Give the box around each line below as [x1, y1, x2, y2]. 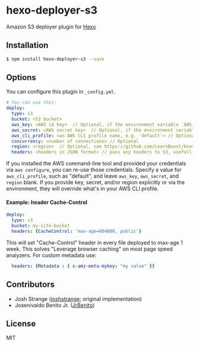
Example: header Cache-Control [6, 198, 88, 206]
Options [6, 72, 37, 83]
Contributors [6, 280, 55, 290]
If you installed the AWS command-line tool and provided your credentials [6, 160, 187, 167]
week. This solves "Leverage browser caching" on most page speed [6, 245, 173, 252]
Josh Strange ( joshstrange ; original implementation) [14, 295, 142, 302]
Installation [6, 40, 49, 50]
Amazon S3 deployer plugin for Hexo [6, 23, 97, 30]
